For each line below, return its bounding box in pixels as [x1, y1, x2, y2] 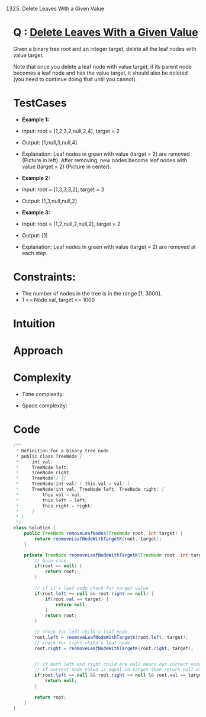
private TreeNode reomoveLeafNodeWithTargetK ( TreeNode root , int [24, 552, 189, 558]
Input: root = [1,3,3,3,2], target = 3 [21, 186, 105, 193]
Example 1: [21, 115, 50, 123]
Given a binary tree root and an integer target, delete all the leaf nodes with [13, 45, 197, 52]
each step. [21, 249, 48, 256]
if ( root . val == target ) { [44, 596, 109, 602]
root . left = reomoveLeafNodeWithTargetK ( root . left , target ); [34, 634, 189, 640]
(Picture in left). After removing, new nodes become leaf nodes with [21, 156, 188, 163]
